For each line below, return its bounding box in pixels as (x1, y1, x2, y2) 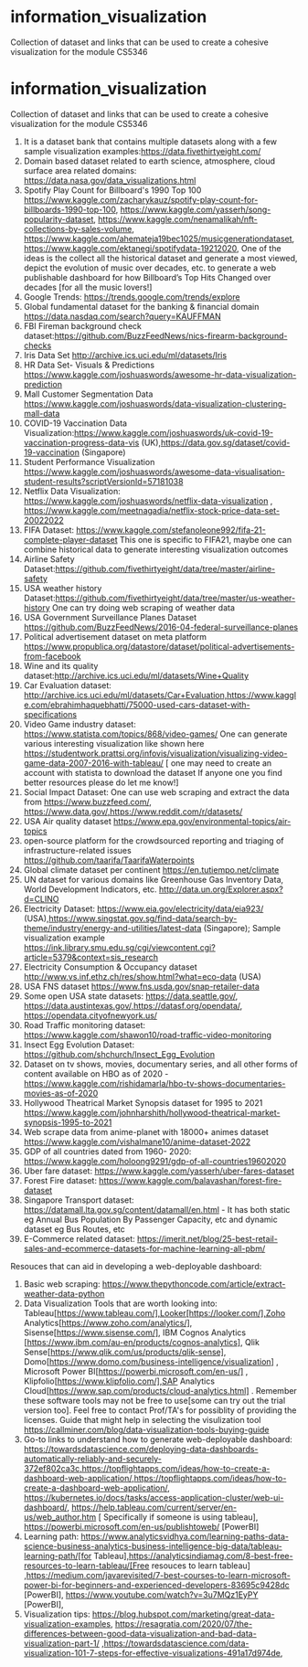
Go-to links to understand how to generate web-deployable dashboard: (23, 1433, 293, 1445)
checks (23, 340, 52, 351)
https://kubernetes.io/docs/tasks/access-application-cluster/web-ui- (23, 1492, 284, 1502)
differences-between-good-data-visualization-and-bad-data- (23, 1628, 257, 1639)
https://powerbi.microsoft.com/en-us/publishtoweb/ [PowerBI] (23, 1521, 260, 1532)
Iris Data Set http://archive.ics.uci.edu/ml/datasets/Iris (23, 349, 228, 360)
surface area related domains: (23, 165, 137, 175)
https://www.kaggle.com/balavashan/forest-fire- (98, 1174, 282, 1185)
